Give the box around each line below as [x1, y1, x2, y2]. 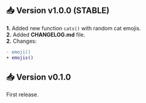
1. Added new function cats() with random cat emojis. [6, 24, 141, 32]
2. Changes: [6, 37, 37, 45]
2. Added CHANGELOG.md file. [6, 31, 86, 38]
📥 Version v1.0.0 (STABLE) [6, 5, 110, 16]
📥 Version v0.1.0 [6, 72, 71, 82]
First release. [6, 91, 39, 98]
